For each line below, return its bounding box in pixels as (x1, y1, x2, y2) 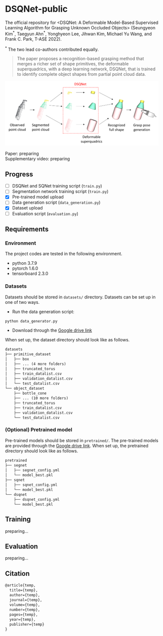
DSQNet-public (5, 3, 68, 15)
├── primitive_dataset (5, 352, 51, 357)
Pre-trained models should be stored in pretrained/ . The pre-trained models (5, 437, 159, 443)
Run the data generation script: (12, 309, 74, 315)
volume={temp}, (9, 602, 40, 608)
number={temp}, (9, 607, 40, 613)
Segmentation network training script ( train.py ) (12, 189, 109, 194)
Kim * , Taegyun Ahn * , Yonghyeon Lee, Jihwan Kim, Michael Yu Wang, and (5, 30, 152, 37)
